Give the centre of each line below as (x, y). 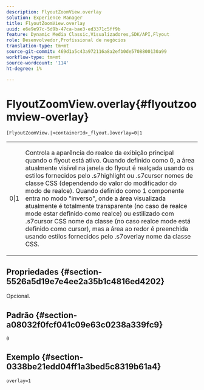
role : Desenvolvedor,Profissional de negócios (66, 40)
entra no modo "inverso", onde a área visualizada (95, 198)
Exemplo (23, 357)
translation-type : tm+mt (38, 46)
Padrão (20, 315)
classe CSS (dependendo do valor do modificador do (101, 183)
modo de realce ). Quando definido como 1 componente (105, 191)
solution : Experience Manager (45, 18)
